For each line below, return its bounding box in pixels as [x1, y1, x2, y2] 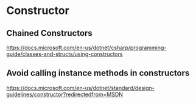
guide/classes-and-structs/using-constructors [6, 50, 123, 58]
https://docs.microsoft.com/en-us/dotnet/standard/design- [6, 84, 155, 91]
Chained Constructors [6, 28, 93, 38]
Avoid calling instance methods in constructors [6, 68, 190, 78]
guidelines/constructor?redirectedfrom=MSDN [6, 91, 124, 98]
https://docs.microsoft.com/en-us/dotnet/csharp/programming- [6, 44, 167, 51]
